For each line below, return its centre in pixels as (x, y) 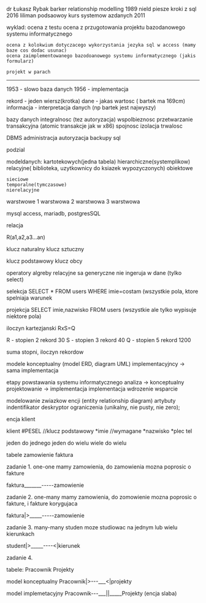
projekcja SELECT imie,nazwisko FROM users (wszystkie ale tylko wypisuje (101, 310)
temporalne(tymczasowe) (37, 185)
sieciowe (17, 179)
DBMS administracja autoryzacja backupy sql (63, 138)
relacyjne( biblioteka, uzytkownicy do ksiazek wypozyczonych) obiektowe (100, 168)
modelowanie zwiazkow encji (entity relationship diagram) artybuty (91, 401)
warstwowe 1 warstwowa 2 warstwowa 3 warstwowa (73, 201)
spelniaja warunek (29, 298)
